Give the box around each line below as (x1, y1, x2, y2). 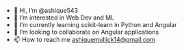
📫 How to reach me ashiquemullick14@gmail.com (13, 36, 156, 43)
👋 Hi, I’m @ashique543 (13, 7, 79, 14)
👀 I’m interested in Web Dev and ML (13, 14, 115, 22)
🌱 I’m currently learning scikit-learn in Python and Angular (13, 21, 177, 28)
